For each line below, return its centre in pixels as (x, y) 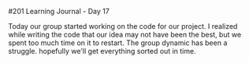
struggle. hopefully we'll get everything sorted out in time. (102, 51)
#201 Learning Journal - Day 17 (59, 11)
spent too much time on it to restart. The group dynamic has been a (118, 43)
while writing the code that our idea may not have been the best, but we (125, 35)
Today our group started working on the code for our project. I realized (123, 26)
